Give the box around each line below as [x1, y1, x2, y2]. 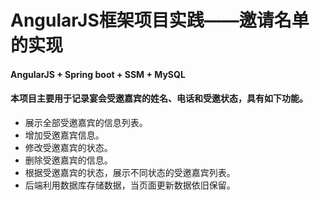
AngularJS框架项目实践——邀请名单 [10, 9, 310, 32]
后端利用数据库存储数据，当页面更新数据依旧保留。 [24, 179, 236, 191]
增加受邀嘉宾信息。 [24, 129, 105, 141]
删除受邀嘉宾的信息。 [24, 154, 113, 166]
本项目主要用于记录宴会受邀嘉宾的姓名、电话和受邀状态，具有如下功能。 [10, 92, 308, 105]
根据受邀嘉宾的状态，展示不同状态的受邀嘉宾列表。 [24, 166, 236, 178]
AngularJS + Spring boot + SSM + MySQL [10, 68, 186, 80]
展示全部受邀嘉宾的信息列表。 [24, 116, 148, 128]
